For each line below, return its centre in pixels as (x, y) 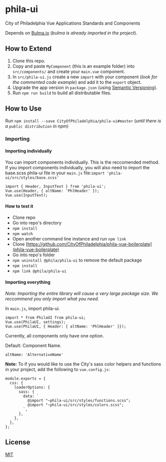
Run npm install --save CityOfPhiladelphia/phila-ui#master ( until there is (83, 121)
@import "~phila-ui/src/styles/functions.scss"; (79, 401)
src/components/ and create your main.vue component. (69, 71)
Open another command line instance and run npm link (69, 239)
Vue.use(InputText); (27, 195)
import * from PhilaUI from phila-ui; (45, 318)
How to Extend (28, 49)
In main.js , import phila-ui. (32, 309)
